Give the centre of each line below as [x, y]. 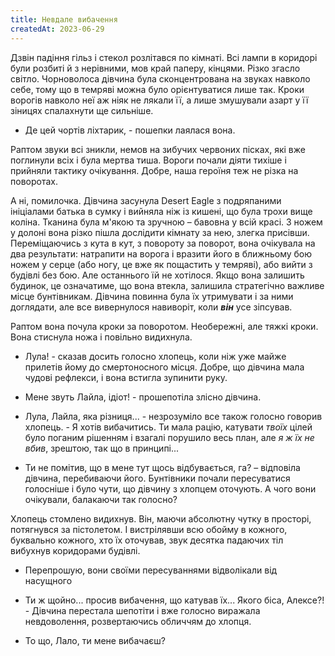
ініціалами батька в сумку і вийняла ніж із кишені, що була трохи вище [161, 211]
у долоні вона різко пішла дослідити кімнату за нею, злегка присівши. [160, 232]
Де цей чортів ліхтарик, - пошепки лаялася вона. [130, 130]
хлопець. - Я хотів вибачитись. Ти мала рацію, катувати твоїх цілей [168, 427]
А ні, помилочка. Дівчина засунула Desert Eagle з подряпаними [146, 200]
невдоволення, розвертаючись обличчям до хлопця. [138, 621]
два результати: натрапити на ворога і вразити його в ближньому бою [161, 253]
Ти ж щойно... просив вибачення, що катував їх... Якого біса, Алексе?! [174, 600]
